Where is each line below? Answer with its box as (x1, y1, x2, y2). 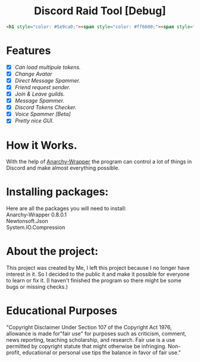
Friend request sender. (14, 83, 71, 90)
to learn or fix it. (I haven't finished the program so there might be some (6, 277, 182, 284)
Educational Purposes (6, 304, 118, 317)
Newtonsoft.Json (6, 218, 49, 225)
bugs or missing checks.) (6, 284, 68, 291)
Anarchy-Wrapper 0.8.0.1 (6, 211, 67, 218)
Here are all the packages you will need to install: (6, 205, 127, 212)
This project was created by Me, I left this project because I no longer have (6, 265, 190, 272)
